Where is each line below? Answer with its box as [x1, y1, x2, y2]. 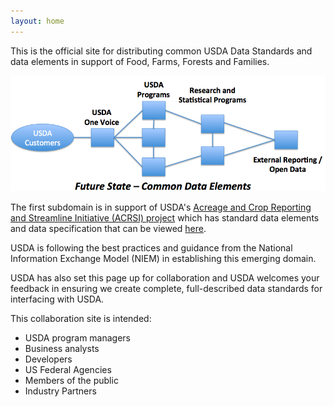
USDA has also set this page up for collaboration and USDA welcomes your [10, 272, 320, 284]
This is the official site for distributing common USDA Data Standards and [10, 45, 313, 57]
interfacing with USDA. [10, 293, 105, 305]
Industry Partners [24, 385, 97, 397]
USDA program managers [24, 332, 132, 344]
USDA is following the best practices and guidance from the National [10, 242, 293, 254]
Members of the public [24, 375, 119, 387]
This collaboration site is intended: [10, 313, 152, 325]
